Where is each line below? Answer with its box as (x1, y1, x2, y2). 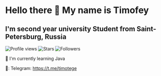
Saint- (136, 25, 156, 33)
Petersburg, (5, 32, 44, 41)
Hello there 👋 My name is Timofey (5, 5, 149, 16)
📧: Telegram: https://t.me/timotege (5, 65, 77, 71)
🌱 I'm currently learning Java (5, 55, 66, 61)
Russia (44, 32, 67, 41)
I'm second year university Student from (5, 25, 135, 33)
